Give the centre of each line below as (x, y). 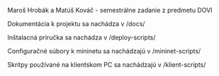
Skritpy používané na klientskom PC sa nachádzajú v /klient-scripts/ (107, 65)
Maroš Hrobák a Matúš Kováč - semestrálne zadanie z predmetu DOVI (110, 10)
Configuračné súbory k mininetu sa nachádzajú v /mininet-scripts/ (104, 51)
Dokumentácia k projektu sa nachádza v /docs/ (76, 24)
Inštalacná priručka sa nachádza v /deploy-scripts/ (82, 37)
